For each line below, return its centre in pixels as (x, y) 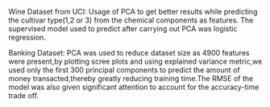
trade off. (23, 95)
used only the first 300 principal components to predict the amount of (124, 70)
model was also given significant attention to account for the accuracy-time (134, 87)
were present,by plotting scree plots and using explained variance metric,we (135, 61)
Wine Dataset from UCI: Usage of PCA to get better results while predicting (133, 12)
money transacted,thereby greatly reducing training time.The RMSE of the (131, 78)
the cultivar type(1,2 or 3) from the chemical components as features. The (131, 20)
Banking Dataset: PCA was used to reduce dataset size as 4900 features (129, 53)
